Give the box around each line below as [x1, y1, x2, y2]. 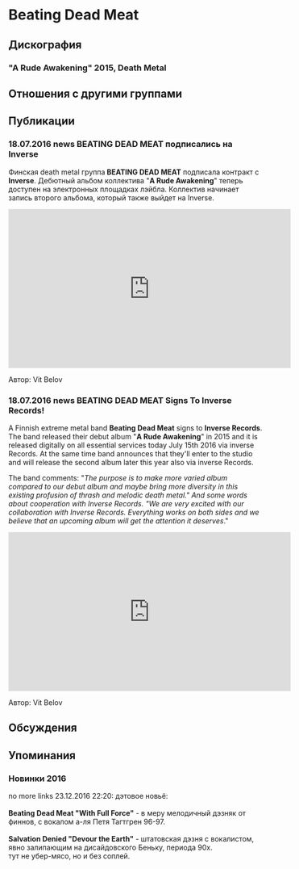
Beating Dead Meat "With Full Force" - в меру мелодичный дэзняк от [8, 808, 247, 817]
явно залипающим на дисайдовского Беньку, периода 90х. [8, 842, 213, 852]
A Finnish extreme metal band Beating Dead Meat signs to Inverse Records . [8, 422, 263, 433]
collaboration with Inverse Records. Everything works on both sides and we [8, 507, 260, 517]
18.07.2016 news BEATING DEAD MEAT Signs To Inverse [8, 394, 232, 405]
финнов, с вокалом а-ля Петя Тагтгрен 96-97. [8, 817, 165, 826]
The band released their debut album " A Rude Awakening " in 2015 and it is [8, 431, 258, 441]
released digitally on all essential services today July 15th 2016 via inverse [8, 440, 255, 450]
